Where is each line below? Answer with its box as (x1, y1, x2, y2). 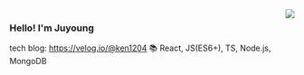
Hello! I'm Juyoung (9, 22, 95, 34)
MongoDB (9, 56, 47, 67)
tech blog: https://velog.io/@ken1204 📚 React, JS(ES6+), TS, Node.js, (9, 42, 271, 53)
